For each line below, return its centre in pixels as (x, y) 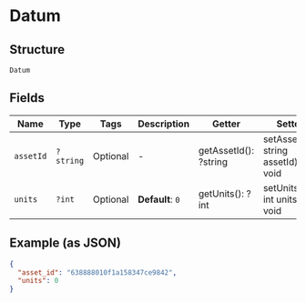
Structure (37, 50)
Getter (227, 124)
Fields (27, 98)
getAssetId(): (226, 150)
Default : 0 (159, 199)
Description (163, 124)
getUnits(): (221, 194)
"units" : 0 (38, 281)
